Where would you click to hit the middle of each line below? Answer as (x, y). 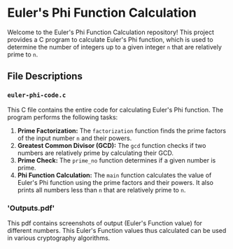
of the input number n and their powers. (75, 138)
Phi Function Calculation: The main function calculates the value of (114, 175)
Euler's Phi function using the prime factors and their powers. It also (115, 182)
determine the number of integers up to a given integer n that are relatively (115, 47)
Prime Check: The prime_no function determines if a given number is (116, 160)
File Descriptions (45, 76)
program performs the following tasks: (63, 117)
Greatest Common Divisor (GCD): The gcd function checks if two (112, 145)
